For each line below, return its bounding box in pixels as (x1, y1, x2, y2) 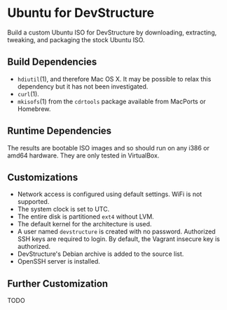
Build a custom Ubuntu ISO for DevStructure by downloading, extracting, (7, 28, 217, 37)
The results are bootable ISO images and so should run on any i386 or (7, 143, 210, 152)
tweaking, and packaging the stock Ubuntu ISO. (7, 35, 145, 44)
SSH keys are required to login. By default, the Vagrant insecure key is (17, 235, 221, 243)
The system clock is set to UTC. (17, 205, 110, 214)
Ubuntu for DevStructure (7, 5, 155, 21)
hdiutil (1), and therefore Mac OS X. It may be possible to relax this (17, 75, 212, 83)
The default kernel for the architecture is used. (17, 220, 152, 228)
